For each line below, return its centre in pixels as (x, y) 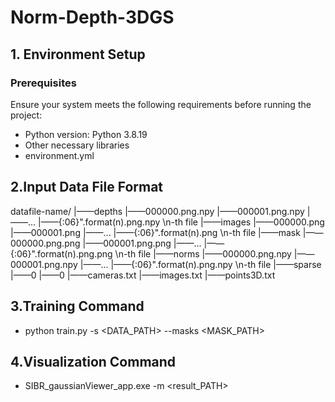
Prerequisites (43, 83)
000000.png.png (45, 243)
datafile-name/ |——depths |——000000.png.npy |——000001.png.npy (157, 211)
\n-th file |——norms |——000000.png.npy (203, 253)
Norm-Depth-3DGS (92, 17)
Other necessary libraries (77, 145)
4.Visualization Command (93, 361)
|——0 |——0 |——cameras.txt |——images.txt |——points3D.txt (143, 275)
